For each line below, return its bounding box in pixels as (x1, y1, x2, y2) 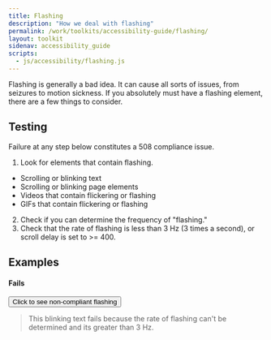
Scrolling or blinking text (19, 173, 102, 183)
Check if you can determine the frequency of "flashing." (19, 214, 208, 224)
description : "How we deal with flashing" (8, 19, 154, 28)
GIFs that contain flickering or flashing (19, 199, 148, 209)
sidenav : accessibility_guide (8, 42, 111, 50)
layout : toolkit (8, 34, 63, 43)
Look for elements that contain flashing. (19, 157, 154, 167)
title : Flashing (8, 11, 63, 20)
